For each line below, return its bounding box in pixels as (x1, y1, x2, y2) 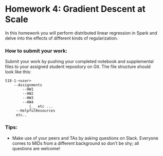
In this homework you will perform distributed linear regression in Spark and (5, 30, 157, 36)
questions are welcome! (12, 145, 60, 151)
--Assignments (14, 83, 42, 88)
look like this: (5, 69, 32, 75)
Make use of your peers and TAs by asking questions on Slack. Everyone (12, 135, 159, 141)
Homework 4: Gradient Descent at (5, 3, 146, 15)
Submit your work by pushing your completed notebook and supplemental (5, 59, 154, 65)
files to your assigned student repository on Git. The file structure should (5, 64, 151, 69)
